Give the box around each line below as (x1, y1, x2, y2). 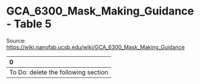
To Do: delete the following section (9, 68, 108, 76)
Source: (6, 37, 26, 44)
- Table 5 (6, 17, 52, 31)
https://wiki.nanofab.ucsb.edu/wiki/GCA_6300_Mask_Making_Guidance (6, 44, 185, 51)
